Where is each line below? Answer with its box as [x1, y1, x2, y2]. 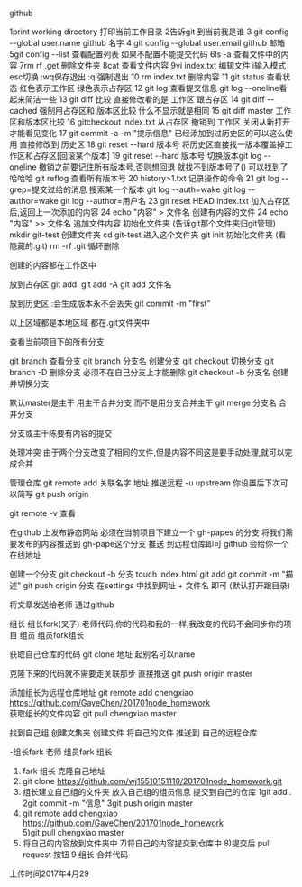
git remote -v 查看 [9, 508, 77, 518]
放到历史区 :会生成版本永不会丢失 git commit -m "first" [9, 298, 211, 309]
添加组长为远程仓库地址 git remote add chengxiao [9, 688, 194, 698]
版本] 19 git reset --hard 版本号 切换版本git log [91, 151, 262, 161]
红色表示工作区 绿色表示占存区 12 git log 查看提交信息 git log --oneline [19, 83, 279, 93]
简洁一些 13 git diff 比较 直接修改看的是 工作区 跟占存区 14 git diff [24, 94, 266, 105]
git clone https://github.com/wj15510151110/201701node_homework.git [22, 776, 282, 786]
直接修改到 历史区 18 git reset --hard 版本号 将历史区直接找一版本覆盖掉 [19, 139, 286, 150]
